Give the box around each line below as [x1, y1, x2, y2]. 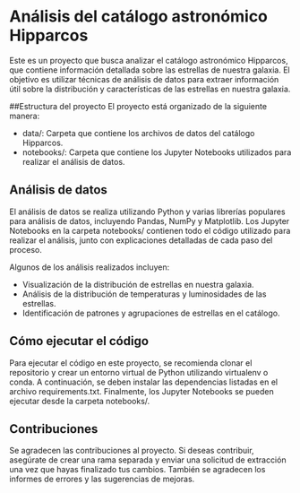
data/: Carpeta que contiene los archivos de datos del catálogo [21, 127, 255, 138]
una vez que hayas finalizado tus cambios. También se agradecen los [9, 464, 266, 475]
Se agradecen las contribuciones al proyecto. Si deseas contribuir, [9, 445, 254, 456]
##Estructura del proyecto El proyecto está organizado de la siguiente [9, 100, 267, 111]
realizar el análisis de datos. [21, 156, 125, 167]
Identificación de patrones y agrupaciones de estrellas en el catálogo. [21, 307, 280, 318]
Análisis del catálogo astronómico [9, 6, 269, 27]
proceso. [9, 244, 42, 255]
